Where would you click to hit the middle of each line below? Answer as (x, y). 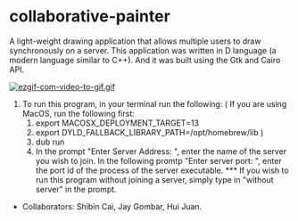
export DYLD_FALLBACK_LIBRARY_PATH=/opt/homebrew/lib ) (149, 132)
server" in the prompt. (76, 189)
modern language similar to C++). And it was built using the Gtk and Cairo (145, 60)
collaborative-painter (90, 16)
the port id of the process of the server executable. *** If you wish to (162, 170)
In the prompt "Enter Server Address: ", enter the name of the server (161, 151)
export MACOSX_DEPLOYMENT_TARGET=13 (117, 123)
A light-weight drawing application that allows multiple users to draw (135, 41)
